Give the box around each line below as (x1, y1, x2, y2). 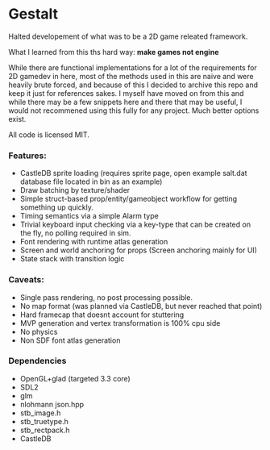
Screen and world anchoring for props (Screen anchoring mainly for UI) (19, 245, 258, 255)
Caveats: (8, 274, 44, 285)
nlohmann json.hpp (19, 399, 85, 409)
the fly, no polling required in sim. (19, 228, 131, 238)
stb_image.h (19, 408, 61, 418)
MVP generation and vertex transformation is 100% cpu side (19, 318, 221, 327)
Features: (8, 150, 47, 161)
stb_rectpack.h (19, 425, 70, 435)
